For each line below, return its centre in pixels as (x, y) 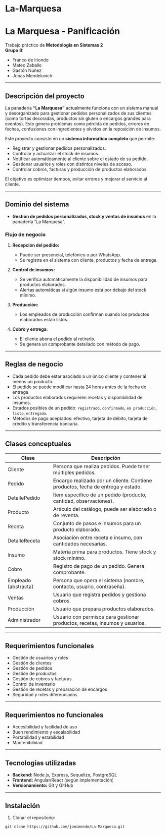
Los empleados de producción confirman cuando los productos (84, 314)
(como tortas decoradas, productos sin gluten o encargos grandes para (78, 118)
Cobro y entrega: (30, 329)
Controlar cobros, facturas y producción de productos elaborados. (80, 169)
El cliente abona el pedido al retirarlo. (57, 339)
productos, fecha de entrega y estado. (98, 486)
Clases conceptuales (38, 444)
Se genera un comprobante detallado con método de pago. (80, 344)
